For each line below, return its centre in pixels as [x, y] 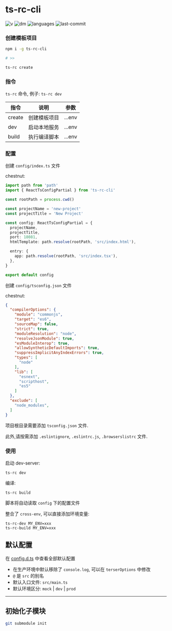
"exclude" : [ [24, 401]
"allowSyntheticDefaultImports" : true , [57, 348]
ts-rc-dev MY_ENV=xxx [28, 523]
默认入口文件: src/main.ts [40, 582]
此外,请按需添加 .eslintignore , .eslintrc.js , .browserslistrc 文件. [77, 436]
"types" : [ [26, 358]
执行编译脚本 [44, 137]
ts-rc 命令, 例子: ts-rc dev [34, 94]
